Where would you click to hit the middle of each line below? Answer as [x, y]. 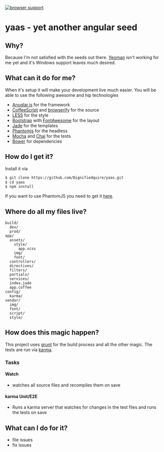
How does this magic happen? [52, 333]
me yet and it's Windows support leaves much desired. [60, 62]
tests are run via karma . [29, 350]
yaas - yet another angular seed [71, 28]
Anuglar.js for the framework [41, 105]
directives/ [22, 266]
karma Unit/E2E [21, 396]
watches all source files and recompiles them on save [66, 385]
